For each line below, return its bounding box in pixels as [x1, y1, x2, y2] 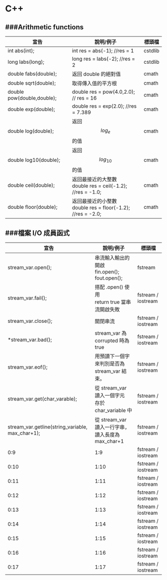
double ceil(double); [7, 182, 55, 189]
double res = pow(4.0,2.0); [72, 88, 135, 95]
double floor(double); [7, 204, 58, 211]
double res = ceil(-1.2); [72, 182, 128, 189]
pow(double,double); [7, 95, 57, 101]
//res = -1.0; [72, 189, 102, 196]
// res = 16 [72, 95, 97, 101]
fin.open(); [94, 269, 119, 276]
